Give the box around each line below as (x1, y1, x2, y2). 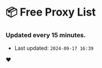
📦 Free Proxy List (5, 5, 96, 19)
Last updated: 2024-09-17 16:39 (14, 45, 94, 52)
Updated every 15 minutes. (5, 31, 86, 40)
